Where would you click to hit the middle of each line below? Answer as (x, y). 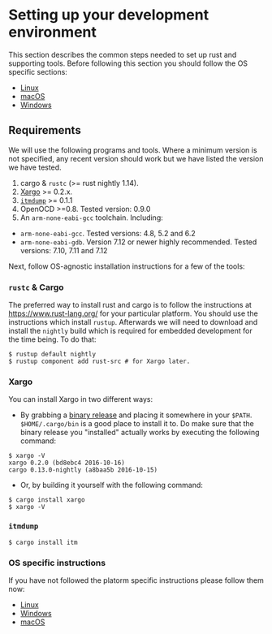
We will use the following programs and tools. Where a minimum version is (133, 150)
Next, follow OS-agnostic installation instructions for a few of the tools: (127, 266)
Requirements (45, 130)
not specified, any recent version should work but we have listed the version (136, 158)
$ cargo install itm (43, 542)
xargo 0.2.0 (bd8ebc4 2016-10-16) (67, 463)
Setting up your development (109, 15)
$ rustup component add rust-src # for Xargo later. (99, 362)
